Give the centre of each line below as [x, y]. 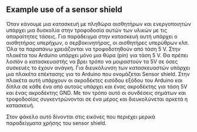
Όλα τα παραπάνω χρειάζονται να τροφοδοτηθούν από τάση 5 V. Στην [94, 49]
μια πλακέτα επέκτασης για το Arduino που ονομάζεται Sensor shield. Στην [98, 74]
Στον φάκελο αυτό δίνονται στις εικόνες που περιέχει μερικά [81, 117]
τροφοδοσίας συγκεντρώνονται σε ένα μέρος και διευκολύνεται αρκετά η [97, 99]
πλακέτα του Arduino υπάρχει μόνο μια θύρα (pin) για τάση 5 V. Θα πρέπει [97, 55]
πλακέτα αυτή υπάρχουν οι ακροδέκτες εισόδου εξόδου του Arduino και [94, 80]
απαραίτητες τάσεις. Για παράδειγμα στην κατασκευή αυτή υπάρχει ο [92, 36]
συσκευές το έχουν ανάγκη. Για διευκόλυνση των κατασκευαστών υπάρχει [98, 68]
